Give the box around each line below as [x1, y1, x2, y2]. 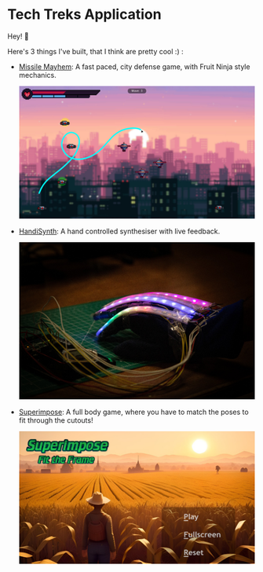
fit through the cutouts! [18, 415, 93, 425]
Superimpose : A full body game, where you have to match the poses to [18, 407, 249, 416]
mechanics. [18, 70, 57, 79]
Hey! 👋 [7, 31, 29, 41]
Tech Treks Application [7, 5, 162, 24]
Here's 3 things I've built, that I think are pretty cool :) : [7, 46, 184, 56]
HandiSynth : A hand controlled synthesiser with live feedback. [18, 226, 221, 236]
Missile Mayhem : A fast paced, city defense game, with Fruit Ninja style [18, 61, 250, 71]
